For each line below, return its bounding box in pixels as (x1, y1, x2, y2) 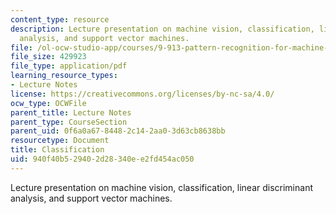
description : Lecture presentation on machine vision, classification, (10, 24, 315, 34)
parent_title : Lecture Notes (10, 107, 132, 118)
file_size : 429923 (10, 52, 87, 62)
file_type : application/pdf (10, 61, 128, 71)
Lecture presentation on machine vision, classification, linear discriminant (10, 181, 313, 193)
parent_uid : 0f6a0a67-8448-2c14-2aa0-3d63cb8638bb (10, 126, 226, 136)
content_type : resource (10, 14, 110, 25)
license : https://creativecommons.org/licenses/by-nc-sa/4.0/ (10, 89, 275, 99)
